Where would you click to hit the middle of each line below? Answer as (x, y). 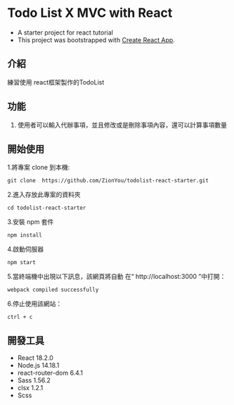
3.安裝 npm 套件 (31, 222)
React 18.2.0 (35, 358)
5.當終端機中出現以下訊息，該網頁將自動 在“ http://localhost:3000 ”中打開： (117, 277)
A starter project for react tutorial (65, 32)
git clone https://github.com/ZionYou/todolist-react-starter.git (108, 181)
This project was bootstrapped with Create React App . (96, 39)
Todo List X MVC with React (90, 13)
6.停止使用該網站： (35, 304)
